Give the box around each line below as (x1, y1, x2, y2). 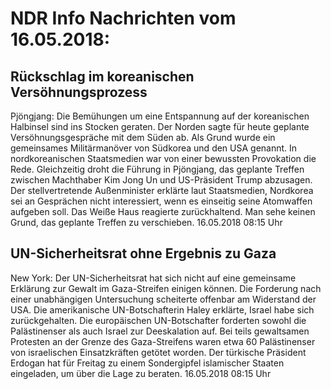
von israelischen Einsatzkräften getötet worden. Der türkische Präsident (10, 346, 307, 358)
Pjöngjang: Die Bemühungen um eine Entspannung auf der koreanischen (10, 110, 310, 122)
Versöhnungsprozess (10, 83, 148, 101)
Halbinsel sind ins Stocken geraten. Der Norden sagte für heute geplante (10, 121, 310, 132)
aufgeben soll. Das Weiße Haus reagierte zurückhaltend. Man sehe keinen (10, 206, 316, 217)
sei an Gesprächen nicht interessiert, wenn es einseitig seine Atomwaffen (10, 195, 313, 207)
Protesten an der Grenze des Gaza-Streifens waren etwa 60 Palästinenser (10, 335, 316, 347)
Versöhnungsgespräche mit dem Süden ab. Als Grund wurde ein (10, 132, 276, 143)
